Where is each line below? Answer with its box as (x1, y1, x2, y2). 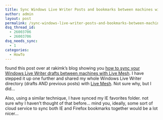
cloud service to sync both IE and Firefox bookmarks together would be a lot (5, 105, 158, 111)
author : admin (5, 12, 34, 16)
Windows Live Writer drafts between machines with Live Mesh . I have (5, 71, 144, 76)
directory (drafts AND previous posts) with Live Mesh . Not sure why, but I (5, 81, 151, 87)
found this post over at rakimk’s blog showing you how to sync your (5, 65, 140, 71)
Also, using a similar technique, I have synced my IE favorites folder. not (5, 95, 149, 101)
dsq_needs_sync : (5, 39, 38, 44)
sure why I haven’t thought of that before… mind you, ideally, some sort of (5, 100, 153, 106)
